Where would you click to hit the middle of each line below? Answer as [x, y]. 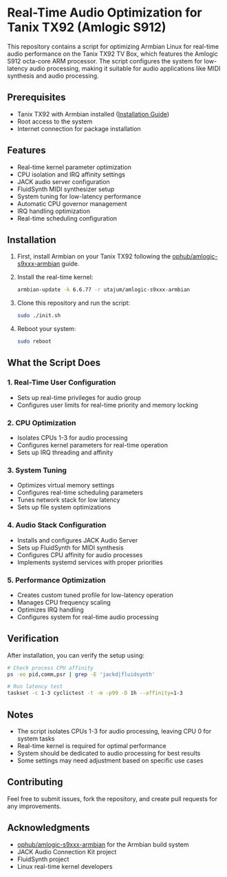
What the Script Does [54, 363]
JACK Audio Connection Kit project [67, 851]
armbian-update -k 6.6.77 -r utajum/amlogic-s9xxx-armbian [104, 290]
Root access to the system [55, 121]
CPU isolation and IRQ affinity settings [71, 174]
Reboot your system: [46, 329]
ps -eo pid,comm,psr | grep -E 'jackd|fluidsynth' [81, 674]
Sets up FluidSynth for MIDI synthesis [70, 547]
